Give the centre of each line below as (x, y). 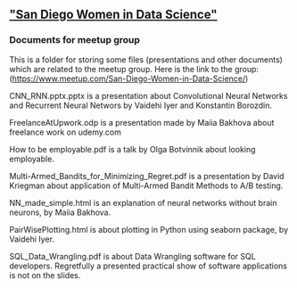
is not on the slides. (45, 275)
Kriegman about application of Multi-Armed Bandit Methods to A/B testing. (146, 185)
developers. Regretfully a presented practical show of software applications (148, 266)
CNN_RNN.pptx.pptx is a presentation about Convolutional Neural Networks (148, 95)
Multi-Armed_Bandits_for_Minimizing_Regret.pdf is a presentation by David (147, 176)
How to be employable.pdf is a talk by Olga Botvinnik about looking (132, 149)
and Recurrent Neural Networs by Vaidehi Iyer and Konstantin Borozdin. (141, 105)
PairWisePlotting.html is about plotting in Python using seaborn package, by (149, 229)
